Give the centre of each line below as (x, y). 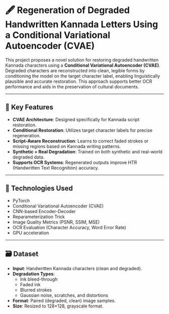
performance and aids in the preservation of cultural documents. (72, 86)
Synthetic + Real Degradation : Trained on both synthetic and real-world (87, 151)
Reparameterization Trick (39, 217)
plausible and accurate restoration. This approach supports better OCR (79, 81)
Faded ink (30, 285)
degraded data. (28, 157)
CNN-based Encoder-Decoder (44, 211)
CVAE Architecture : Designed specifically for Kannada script (76, 119)
